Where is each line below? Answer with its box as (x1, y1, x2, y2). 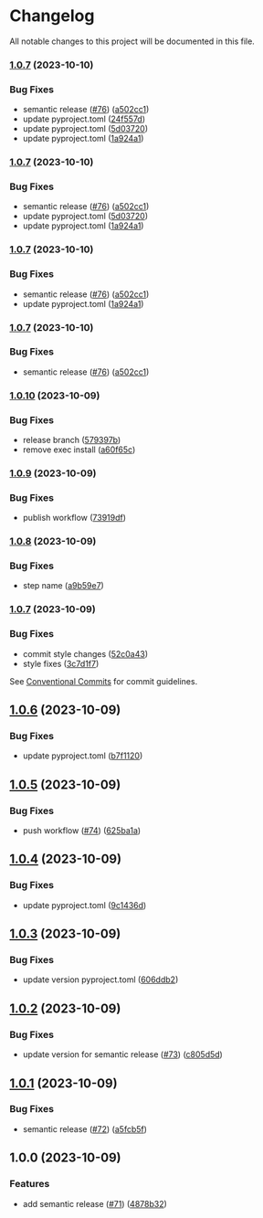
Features (9, 1178, 50, 1191)
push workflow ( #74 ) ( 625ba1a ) (22, 825, 142, 836)
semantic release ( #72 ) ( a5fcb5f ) (22, 1123, 148, 1134)
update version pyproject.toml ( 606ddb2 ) (22, 974, 179, 985)
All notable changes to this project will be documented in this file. (9, 36, 256, 47)
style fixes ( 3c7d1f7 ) (22, 658, 100, 669)
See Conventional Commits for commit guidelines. (9, 675, 198, 686)
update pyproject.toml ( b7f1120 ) (22, 750, 143, 761)
